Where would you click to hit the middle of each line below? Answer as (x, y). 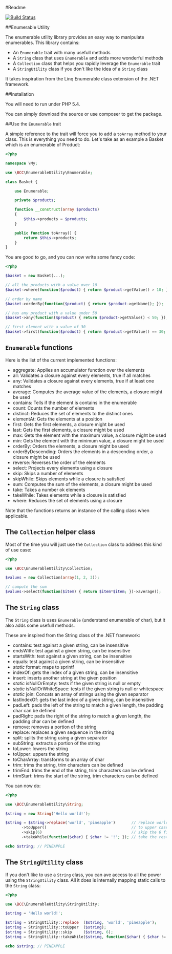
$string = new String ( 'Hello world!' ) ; (48, 814)
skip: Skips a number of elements (48, 473)
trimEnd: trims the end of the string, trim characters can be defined (83, 770)
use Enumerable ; (32, 191)
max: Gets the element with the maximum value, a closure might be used (89, 435)
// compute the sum (26, 587)
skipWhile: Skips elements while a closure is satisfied (69, 479)
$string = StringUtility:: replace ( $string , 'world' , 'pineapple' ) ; (81, 923)
